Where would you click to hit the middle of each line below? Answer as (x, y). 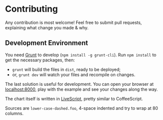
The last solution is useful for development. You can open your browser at (79, 84)
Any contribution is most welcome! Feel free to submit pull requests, (73, 22)
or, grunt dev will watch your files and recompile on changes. (74, 75)
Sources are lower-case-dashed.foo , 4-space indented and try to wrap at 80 (82, 108)
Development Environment (47, 43)
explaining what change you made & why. (47, 27)
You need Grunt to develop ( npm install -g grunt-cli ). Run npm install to (81, 55)
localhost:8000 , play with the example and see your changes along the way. (81, 89)
